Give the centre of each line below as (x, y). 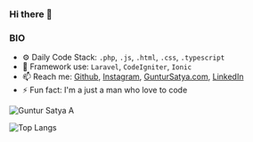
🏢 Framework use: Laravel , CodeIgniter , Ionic (107, 67)
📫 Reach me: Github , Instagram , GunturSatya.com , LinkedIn (133, 77)
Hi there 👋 (31, 14)
